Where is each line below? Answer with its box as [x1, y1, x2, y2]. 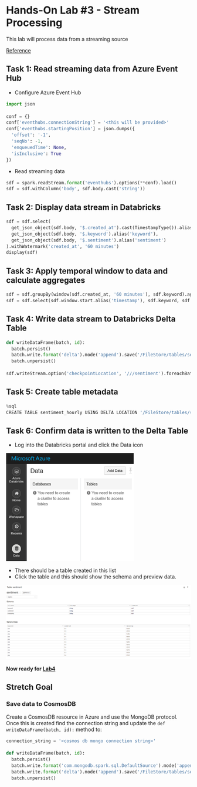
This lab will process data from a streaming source [6, 35, 128, 42]
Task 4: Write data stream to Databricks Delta [6, 314, 176, 324]
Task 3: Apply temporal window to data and [6, 266, 168, 276]
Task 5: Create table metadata [6, 387, 118, 397]
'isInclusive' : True [11, 151, 62, 157]
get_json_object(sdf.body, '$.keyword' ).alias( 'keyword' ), [11, 231, 159, 237]
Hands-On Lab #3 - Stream [6, 4, 140, 17]
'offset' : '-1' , [11, 132, 51, 138]
